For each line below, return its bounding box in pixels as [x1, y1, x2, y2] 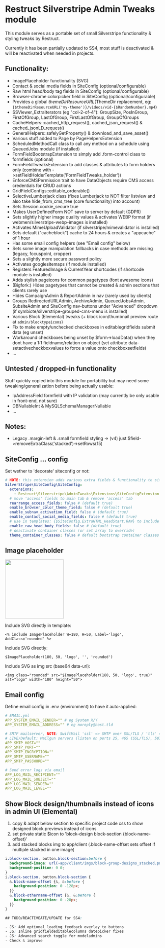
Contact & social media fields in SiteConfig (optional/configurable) [12, 83, 146, 89]
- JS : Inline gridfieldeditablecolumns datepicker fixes [5, 929, 124, 934]
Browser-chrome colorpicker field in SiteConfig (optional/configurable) [12, 93, 156, 99]
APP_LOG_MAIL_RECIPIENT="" [5, 772, 60, 777]
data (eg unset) [12, 329, 44, 335]
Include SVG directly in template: [5, 622, 71, 628]
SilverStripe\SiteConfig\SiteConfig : [5, 482, 82, 487]
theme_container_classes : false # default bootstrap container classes [9, 533, 160, 538]
